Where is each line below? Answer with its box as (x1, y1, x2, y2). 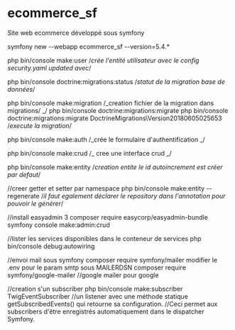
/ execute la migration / (7, 121, 72, 129)
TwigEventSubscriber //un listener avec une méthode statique (7, 292, 188, 300)
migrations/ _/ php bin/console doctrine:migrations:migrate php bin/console (7, 106, 229, 115)
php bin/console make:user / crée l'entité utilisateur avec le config (7, 55, 200, 65)
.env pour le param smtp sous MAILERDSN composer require (7, 263, 187, 272)
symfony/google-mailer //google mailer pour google (7, 270, 159, 279)
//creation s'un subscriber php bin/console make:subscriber (7, 284, 183, 293)
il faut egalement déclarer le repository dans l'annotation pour (43, 191, 226, 200)
